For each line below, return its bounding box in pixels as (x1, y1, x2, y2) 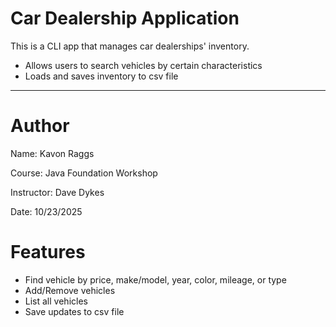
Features (10, 241, 86, 264)
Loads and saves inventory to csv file (24, 70, 179, 82)
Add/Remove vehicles (24, 284, 116, 296)
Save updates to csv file (24, 305, 125, 317)
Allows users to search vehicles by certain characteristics (24, 59, 263, 71)
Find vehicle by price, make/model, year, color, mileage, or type (24, 273, 287, 286)
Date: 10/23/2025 (10, 205, 83, 217)
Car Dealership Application (10, 7, 240, 30)
